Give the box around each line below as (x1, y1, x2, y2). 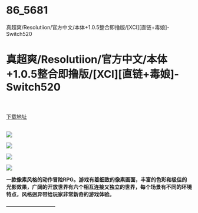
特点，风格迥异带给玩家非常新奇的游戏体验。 (6, 191, 115, 198)
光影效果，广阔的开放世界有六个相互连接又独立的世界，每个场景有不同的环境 (6, 183, 192, 190)
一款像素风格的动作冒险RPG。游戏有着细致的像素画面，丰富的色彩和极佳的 (6, 176, 187, 183)
